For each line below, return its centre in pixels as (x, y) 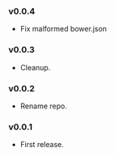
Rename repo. (43, 106)
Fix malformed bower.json (64, 29)
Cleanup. (35, 67)
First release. (42, 145)
